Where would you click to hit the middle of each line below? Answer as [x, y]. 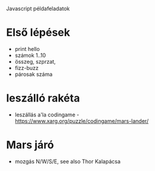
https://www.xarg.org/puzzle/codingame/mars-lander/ [82, 121]
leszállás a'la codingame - [47, 115]
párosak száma [33, 74]
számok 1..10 [30, 55]
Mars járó [30, 145]
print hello [27, 49]
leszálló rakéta [43, 98]
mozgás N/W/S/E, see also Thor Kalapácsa [68, 161]
